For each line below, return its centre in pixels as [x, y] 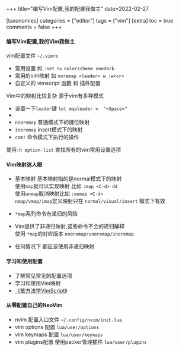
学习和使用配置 [24, 261]
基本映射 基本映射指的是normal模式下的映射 [68, 179]
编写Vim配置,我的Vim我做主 [41, 41]
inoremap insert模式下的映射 [49, 130]
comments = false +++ [34, 27]
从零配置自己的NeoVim [34, 305]
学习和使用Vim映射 [38, 283]
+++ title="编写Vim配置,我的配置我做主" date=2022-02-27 [78, 9]
